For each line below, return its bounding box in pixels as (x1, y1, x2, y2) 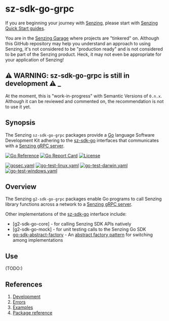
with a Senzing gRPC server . (5, 143, 65, 149)
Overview (5, 182, 37, 191)
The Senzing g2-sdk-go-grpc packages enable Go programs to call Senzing (5, 196, 162, 202)
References (5, 280, 43, 288)
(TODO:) (5, 265, 23, 272)
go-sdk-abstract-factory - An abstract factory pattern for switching (12, 232, 153, 238)
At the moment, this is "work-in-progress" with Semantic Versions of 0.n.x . (5, 92, 162, 99)
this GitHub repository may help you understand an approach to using (5, 40, 151, 46)
